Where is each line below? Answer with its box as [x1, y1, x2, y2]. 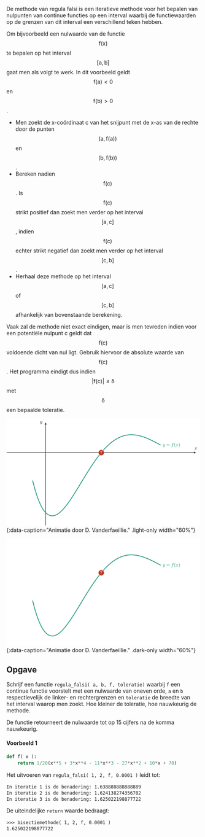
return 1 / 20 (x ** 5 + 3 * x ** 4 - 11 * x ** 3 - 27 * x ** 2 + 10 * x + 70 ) [17, 760, 177, 766]
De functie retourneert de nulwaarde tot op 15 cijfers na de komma [6, 718, 175, 726]
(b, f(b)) [98, 154, 118, 162]
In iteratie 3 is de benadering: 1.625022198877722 [6, 796, 141, 802]
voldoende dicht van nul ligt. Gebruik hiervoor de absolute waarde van [6, 349, 184, 356]
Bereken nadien [15, 170, 55, 177]
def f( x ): [6, 753, 37, 760]
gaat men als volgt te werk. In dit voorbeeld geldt [6, 69, 131, 76]
